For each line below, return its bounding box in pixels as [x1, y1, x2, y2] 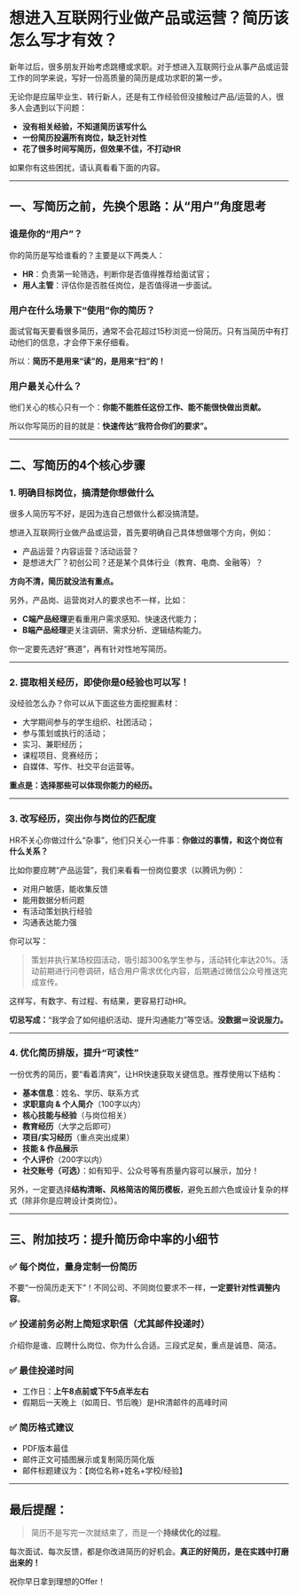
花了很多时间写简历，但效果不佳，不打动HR [21, 143, 182, 153]
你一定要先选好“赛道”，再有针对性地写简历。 [9, 643, 172, 654]
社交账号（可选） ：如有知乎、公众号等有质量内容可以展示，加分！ [21, 1165, 260, 1175]
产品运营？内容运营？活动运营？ [21, 546, 139, 556]
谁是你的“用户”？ [9, 228, 83, 240]
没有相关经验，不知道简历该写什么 [21, 121, 147, 131]
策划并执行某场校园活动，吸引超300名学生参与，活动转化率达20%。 [30, 955, 281, 965]
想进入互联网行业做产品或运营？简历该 [9, 8, 290, 28]
